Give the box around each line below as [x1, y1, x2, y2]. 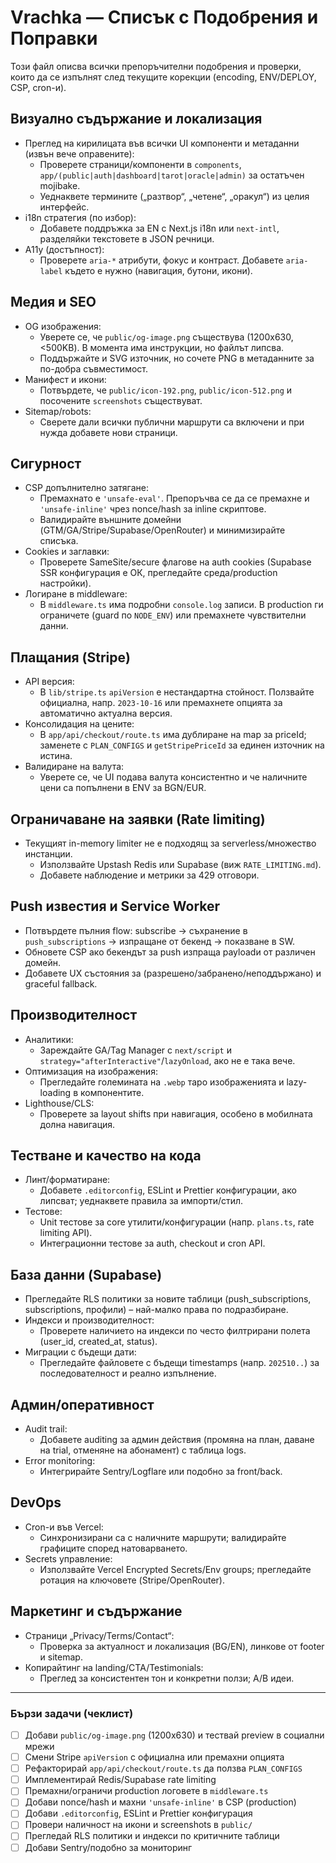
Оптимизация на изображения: [24, 1065, 158, 1077]
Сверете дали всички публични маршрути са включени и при [39, 416, 305, 428]
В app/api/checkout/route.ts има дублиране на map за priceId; [39, 729, 307, 741]
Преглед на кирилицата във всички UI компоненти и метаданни [24, 137, 300, 149]
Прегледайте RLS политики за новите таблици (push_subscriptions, [24, 1293, 312, 1305]
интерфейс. [39, 201, 90, 213]
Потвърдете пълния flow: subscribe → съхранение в [24, 924, 248, 936]
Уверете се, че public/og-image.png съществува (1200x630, [39, 331, 294, 343]
